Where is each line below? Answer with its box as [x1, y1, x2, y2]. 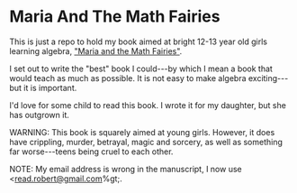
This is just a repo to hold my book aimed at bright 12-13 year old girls [9, 36, 268, 47]
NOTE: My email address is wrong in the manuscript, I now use [9, 163, 242, 174]
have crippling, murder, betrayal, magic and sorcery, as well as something [9, 136, 283, 147]
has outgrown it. [9, 109, 70, 120]
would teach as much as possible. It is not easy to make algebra [9, 72, 247, 83]
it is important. [23, 82, 77, 93]
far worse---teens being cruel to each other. [9, 146, 174, 157]
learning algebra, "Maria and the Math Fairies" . [9, 45, 183, 56]
